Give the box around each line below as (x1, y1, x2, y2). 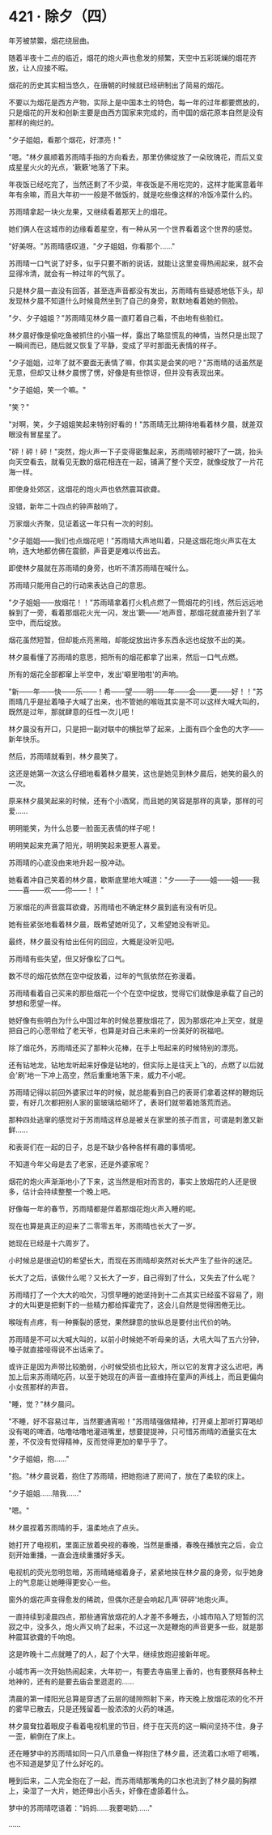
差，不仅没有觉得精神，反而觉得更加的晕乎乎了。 (8, 1437, 172, 1446)
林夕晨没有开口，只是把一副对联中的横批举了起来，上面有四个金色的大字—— (8, 724, 264, 734)
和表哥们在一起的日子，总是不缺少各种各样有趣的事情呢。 (8, 1142, 200, 1152)
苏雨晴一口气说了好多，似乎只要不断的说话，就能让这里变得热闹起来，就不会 (8, 258, 264, 268)
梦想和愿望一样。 (8, 998, 66, 1008)
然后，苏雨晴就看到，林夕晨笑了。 (8, 751, 122, 761)
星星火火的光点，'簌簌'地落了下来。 (15, 162, 134, 172)
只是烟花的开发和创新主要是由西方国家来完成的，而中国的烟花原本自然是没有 (8, 107, 264, 117)
